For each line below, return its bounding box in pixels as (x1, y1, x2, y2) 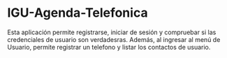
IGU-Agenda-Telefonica (7, 5, 148, 21)
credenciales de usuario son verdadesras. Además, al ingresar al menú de (7, 35, 221, 43)
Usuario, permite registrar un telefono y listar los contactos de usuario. (7, 43, 211, 51)
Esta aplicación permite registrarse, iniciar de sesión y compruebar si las (7, 28, 217, 36)
